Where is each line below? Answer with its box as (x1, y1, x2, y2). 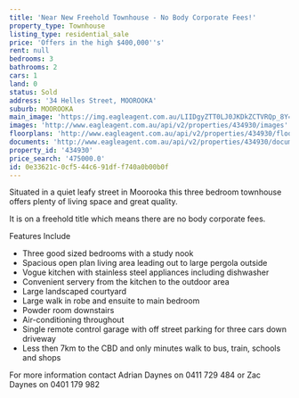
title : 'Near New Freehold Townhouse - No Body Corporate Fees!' (9, 12, 256, 22)
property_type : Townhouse (9, 21, 105, 30)
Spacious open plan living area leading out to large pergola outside (21, 258, 268, 269)
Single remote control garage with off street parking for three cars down (21, 324, 287, 335)
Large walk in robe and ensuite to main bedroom (21, 295, 200, 306)
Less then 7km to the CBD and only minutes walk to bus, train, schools (21, 343, 281, 353)
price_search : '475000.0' (9, 153, 105, 163)
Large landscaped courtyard (21, 286, 127, 297)
